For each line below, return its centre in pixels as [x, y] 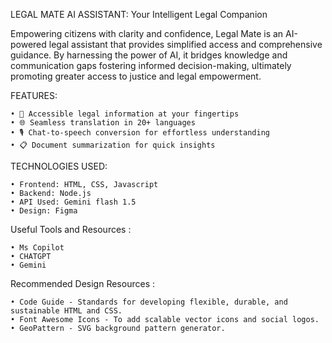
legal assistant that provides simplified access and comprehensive [185, 44]
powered [28, 44]
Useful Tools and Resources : [71, 229]
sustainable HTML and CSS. [66, 311]
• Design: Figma [44, 211]
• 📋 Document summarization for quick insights [113, 145]
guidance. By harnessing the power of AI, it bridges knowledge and [149, 55]
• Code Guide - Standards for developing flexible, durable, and [149, 302]
